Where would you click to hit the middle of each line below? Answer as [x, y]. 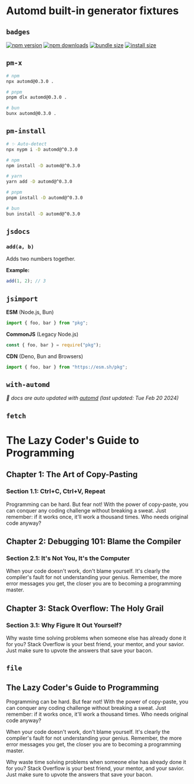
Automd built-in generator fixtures [92, 11]
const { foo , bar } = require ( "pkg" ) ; [54, 345]
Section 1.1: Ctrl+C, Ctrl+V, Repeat [56, 491]
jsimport [22, 299]
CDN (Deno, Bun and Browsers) [45, 356]
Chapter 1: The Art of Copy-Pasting [72, 474]
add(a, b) [20, 247]
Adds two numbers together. [41, 259]
